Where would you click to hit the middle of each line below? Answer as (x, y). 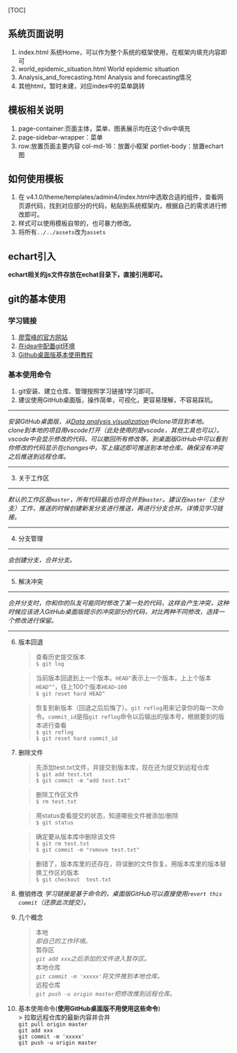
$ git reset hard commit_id (76, 739)
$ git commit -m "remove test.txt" (87, 850)
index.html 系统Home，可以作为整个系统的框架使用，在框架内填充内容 (120, 52)
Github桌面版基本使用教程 (55, 354)
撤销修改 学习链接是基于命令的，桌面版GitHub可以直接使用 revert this (120, 894)
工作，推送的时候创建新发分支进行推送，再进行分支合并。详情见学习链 (121, 509)
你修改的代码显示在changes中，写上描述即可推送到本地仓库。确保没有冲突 (116, 448)
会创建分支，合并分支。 (42, 560)
